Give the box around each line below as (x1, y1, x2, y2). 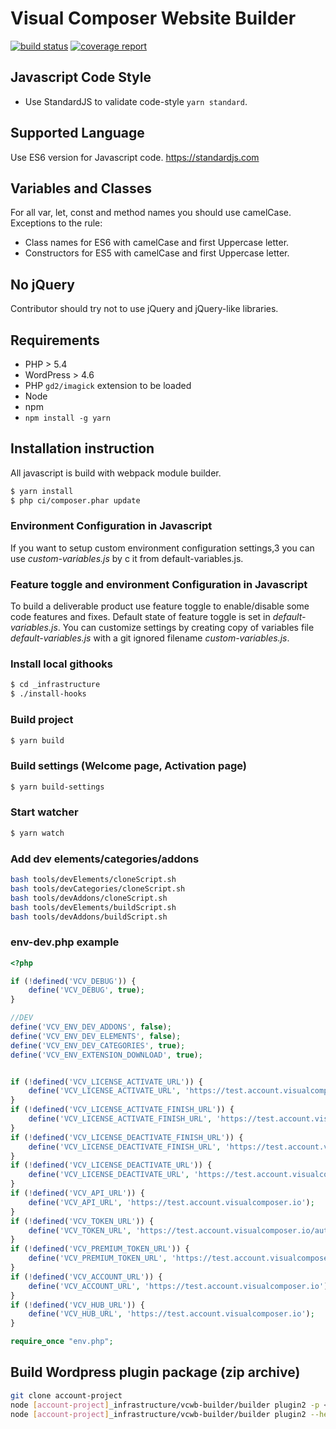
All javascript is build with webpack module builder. (10, 467, 222, 479)
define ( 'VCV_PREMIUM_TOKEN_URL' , (28, 1253, 168, 1264)
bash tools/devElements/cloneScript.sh (10, 875, 177, 885)
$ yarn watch (10, 828, 65, 838)
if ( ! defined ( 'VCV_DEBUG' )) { (10, 976, 137, 986)
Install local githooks (10, 657, 114, 671)
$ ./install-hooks (10, 689, 87, 699)
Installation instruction (10, 440, 155, 457)
